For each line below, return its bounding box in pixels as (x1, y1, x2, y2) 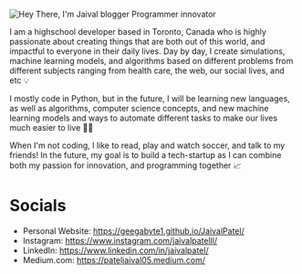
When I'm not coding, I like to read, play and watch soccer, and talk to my (9, 140, 286, 151)
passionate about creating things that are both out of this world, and (9, 37, 266, 47)
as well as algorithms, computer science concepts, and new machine (9, 103, 269, 113)
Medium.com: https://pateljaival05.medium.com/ (22, 254, 206, 265)
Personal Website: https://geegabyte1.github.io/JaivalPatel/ (22, 225, 245, 237)
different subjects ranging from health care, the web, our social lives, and (9, 65, 285, 76)
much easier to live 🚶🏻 (9, 122, 94, 132)
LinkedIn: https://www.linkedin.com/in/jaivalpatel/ (22, 245, 209, 256)
